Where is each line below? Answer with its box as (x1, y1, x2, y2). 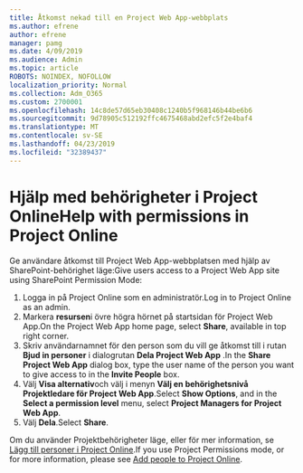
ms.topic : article (9, 64, 79, 73)
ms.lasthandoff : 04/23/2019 (9, 139, 116, 148)
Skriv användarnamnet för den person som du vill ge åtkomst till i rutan (22, 340, 287, 351)
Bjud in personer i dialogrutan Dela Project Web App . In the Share (22, 349, 271, 360)
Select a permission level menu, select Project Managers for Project (22, 397, 282, 408)
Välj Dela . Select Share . (22, 417, 109, 428)
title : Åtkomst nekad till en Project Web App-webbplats (9, 13, 229, 23)
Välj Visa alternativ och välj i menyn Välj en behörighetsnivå (22, 378, 249, 389)
